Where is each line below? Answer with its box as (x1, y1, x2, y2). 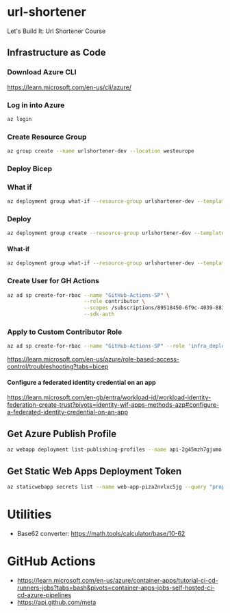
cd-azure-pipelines (16, 590, 72, 599)
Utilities (7, 506, 52, 522)
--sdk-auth (83, 311, 115, 318)
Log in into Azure (7, 100, 65, 110)
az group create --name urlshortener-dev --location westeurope (7, 148, 194, 155)
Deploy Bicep (7, 164, 53, 173)
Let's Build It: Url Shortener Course (7, 27, 106, 35)
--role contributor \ (83, 298, 146, 305)
